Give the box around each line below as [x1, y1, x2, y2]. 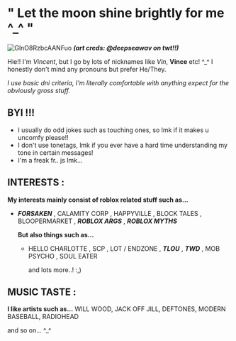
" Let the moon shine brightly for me [7, 5, 225, 21]
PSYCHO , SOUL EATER [28, 251, 98, 260]
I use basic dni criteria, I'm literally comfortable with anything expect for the [7, 78, 229, 87]
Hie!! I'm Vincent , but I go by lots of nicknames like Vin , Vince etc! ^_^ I [7, 57, 213, 65]
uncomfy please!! [17, 133, 69, 141]
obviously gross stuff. [7, 86, 71, 94]
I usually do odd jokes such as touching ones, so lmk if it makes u [17, 126, 209, 134]
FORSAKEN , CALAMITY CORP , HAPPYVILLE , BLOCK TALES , [17, 209, 202, 217]
